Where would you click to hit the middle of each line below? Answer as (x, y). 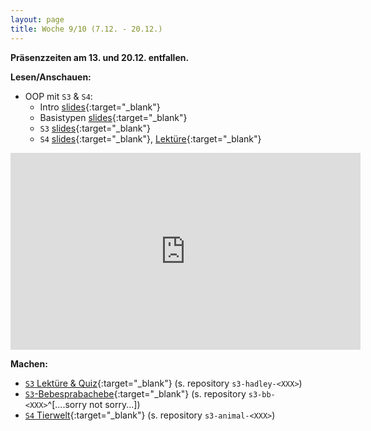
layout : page (37, 19)
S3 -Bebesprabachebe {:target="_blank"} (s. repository (135, 393)
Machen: (29, 363)
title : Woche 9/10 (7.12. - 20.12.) (86, 29)
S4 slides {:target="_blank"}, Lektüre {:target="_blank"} (150, 138)
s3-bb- (262, 394)
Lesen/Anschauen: (51, 77)
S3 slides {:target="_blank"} (95, 128)
